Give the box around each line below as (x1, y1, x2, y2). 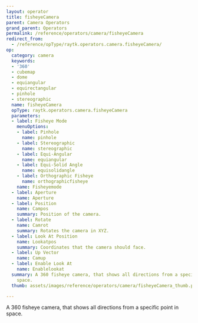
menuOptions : (16, 124, 49, 130)
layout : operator (6, 8, 49, 15)
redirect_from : (6, 36, 44, 42)
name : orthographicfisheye (21, 179, 88, 184)
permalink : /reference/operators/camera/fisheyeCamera (6, 31, 144, 37)
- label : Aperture (11, 189, 57, 195)
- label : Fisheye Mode (11, 118, 67, 124)
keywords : (11, 58, 35, 64)
